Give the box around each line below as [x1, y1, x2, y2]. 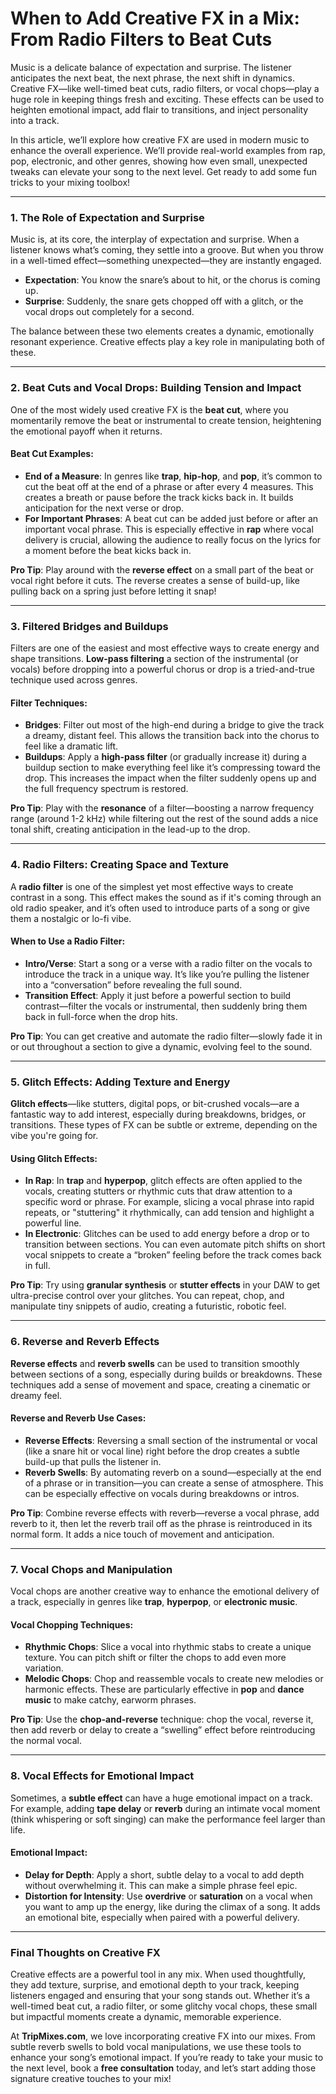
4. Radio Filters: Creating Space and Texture [10, 858, 229, 872]
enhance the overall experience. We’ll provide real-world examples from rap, [10, 144, 326, 156]
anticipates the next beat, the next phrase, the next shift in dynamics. [10, 72, 295, 84]
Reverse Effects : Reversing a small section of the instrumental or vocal [24, 1434, 318, 1446]
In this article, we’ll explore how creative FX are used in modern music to [10, 133, 310, 146]
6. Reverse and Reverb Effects [10, 1335, 160, 1349]
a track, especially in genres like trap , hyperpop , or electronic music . [10, 1596, 298, 1608]
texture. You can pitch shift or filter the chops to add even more [24, 1652, 287, 1664]
